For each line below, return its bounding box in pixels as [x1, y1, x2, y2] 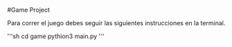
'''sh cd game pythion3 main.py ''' [7, 32, 105, 40]
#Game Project [7, 6, 51, 14]
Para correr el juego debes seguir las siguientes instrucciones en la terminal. [7, 19, 226, 27]
